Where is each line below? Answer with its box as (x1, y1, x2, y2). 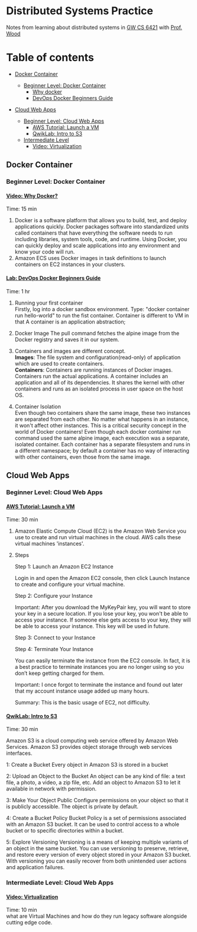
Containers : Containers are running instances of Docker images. (14, 366, 173, 373)
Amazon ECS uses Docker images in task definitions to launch (14, 255, 167, 262)
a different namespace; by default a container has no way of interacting (14, 447, 189, 454)
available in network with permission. (6, 785, 96, 792)
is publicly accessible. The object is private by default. (6, 803, 139, 810)
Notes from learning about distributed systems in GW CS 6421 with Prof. (6, 24, 182, 31)
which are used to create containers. (14, 360, 105, 367)
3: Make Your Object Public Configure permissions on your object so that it (6, 797, 189, 804)
